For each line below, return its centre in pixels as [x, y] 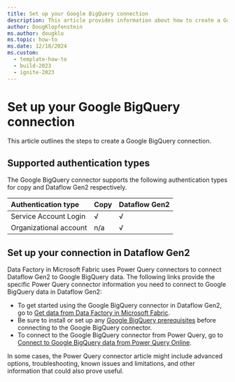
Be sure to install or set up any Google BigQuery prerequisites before [117, 320]
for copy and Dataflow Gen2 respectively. [67, 188]
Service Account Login [48, 216]
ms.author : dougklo [36, 33]
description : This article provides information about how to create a [114, 20]
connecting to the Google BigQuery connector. [85, 328]
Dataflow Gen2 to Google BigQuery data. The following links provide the [111, 277]
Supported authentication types [79, 163]
